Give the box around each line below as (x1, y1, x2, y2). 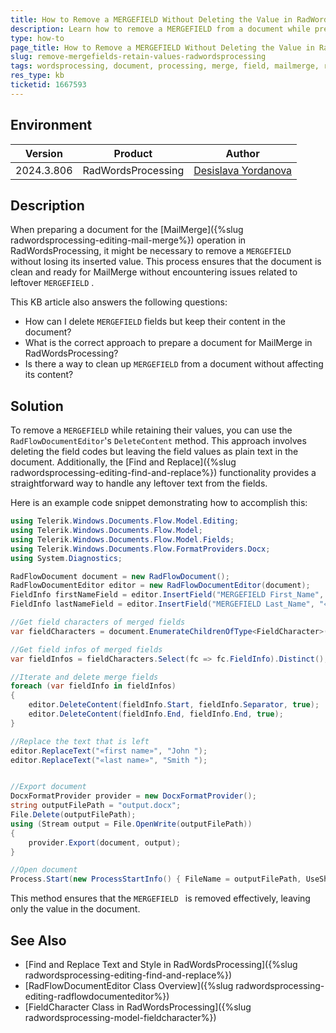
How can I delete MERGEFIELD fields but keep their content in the (24, 316, 286, 328)
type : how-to (10, 33, 65, 43)
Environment (10, 117, 93, 134)
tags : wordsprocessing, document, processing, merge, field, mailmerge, (10, 61, 320, 71)
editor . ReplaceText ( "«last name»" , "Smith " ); (10, 755, 208, 765)
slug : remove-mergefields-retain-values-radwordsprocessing (10, 52, 267, 62)
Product (113, 146, 153, 160)
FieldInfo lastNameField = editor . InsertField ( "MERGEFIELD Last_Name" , (10, 599, 315, 610)
